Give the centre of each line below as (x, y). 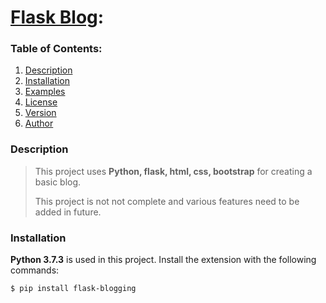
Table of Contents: (56, 49)
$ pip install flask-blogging (73, 289)
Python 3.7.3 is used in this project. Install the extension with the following (163, 260)
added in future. (68, 212)
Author (39, 123)
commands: (35, 270)
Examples (45, 92)
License (41, 102)
